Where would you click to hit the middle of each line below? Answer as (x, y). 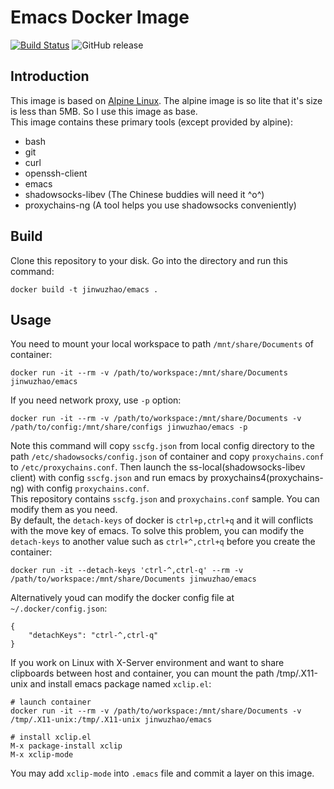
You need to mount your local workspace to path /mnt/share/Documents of (162, 344)
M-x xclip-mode (42, 755)
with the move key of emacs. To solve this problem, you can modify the (157, 531)
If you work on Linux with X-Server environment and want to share (147, 663)
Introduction (50, 76)
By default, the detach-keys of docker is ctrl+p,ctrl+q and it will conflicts (162, 520)
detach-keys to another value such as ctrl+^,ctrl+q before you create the (163, 542)
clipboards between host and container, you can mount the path (142, 673)
